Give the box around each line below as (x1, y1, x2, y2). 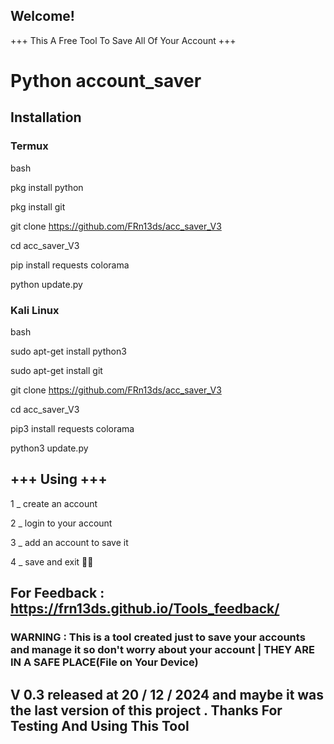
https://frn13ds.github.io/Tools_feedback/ (10, 600, 280, 618)
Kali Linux (10, 303, 60, 317)
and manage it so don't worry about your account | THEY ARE (10, 643, 316, 657)
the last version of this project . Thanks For (10, 702, 283, 719)
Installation (10, 109, 82, 126)
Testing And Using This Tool (10, 717, 190, 734)
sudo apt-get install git (10, 364, 103, 376)
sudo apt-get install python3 (10, 345, 127, 357)
